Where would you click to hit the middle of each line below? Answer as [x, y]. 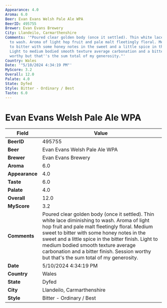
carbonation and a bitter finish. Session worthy [97, 251]
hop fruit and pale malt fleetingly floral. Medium [97, 227]
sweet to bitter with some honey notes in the [94, 233]
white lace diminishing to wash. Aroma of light [96, 221]
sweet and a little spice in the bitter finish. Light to [100, 239]
